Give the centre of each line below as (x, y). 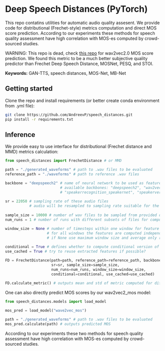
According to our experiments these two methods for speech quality (74, 333)
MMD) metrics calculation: (32, 152)
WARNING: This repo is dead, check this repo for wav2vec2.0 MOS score (79, 53)
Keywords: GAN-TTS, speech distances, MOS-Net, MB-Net (66, 73)
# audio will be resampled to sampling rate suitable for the (94, 206)
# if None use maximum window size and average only (102, 238)
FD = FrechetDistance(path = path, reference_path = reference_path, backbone (83, 260)
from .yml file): (20, 106)
